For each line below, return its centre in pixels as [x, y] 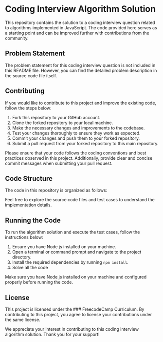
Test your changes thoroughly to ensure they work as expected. [76, 133]
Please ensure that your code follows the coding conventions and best [76, 153]
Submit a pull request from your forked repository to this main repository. [85, 143]
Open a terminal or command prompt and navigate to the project [77, 252]
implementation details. [28, 205]
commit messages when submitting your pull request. [59, 163]
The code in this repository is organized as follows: [56, 190]
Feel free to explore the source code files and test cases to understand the [80, 200]
